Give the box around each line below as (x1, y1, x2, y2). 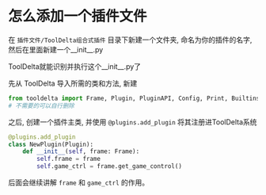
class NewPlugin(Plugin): (8, 140, 93, 148)
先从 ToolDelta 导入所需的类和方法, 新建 (8, 78, 138, 88)
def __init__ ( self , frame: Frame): (22, 147, 140, 155)
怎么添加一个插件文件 (8, 7, 148, 25)
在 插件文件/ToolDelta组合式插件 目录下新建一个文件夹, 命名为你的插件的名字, (8, 35, 253, 44)
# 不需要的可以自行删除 (8, 101, 75, 109)
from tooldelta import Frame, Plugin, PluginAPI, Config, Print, (8, 94, 228, 102)
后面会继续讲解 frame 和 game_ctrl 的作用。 (8, 178, 149, 187)
